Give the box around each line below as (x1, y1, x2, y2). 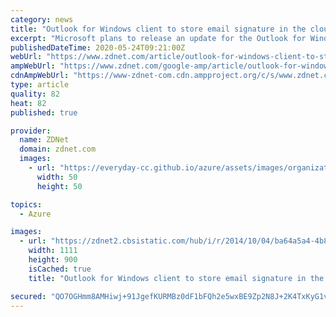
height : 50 (36, 181, 83, 191)
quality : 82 (10, 89, 60, 99)
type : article (10, 80, 70, 90)
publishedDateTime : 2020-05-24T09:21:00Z (10, 42, 186, 53)
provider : (10, 126, 52, 136)
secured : (10, 291, 47, 301)
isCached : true (28, 264, 92, 274)
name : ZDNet (19, 135, 70, 145)
